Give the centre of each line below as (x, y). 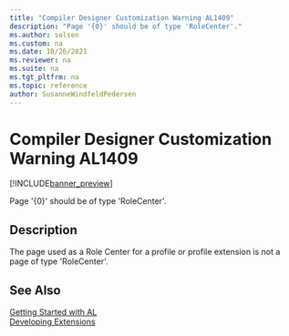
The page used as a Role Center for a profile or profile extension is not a (145, 252)
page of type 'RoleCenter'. (59, 261)
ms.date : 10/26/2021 (49, 52)
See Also (35, 290)
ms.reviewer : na (40, 60)
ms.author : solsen (44, 35)
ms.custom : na (36, 43)
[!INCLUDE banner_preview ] (62, 184)
